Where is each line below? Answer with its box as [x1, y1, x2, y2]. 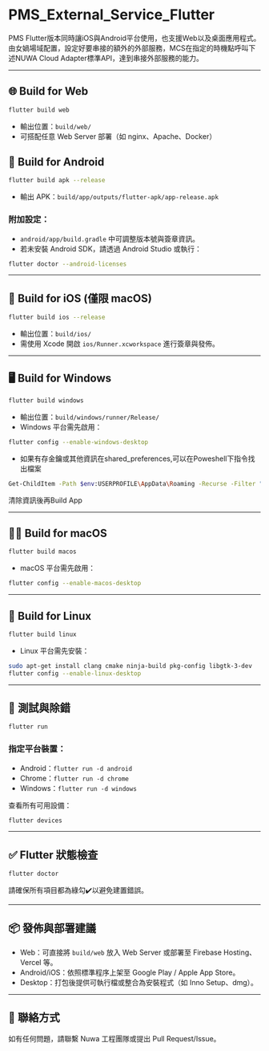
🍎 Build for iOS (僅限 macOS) [8, 291, 152, 305]
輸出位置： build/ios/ [19, 329, 92, 339]
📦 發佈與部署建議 [8, 921, 97, 935]
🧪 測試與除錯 [8, 701, 70, 715]
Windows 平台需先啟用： [19, 422, 102, 431]
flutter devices [8, 817, 62, 825]
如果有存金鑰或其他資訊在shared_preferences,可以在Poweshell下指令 [19, 454, 248, 463]
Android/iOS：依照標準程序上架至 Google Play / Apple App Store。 [19, 967, 240, 977]
